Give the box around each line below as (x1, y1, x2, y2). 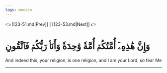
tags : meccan (5, 7, 32, 12)
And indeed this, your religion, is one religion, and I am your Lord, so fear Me (5, 57, 162, 63)
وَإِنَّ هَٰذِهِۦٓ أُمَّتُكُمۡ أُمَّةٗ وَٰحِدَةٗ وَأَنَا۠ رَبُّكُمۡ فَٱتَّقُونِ (5, 40, 150, 52)
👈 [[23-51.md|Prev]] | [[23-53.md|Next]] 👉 (5, 21, 96, 27)
